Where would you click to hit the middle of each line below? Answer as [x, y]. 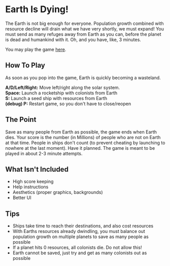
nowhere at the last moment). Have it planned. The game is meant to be [80, 148]
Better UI [22, 198]
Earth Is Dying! [37, 9]
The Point [21, 120]
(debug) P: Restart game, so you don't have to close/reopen [68, 104]
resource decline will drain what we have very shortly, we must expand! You [84, 28]
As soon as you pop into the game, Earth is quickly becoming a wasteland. [83, 78]
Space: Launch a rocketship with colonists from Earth [61, 93]
